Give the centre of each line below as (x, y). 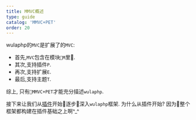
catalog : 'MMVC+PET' (31, 22)
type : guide (20, 17)
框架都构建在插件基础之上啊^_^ (43, 111)
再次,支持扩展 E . (33, 72)
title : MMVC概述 (25, 11)
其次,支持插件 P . (33, 65)
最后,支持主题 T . (33, 79)
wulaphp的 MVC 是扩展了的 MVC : (40, 45)
